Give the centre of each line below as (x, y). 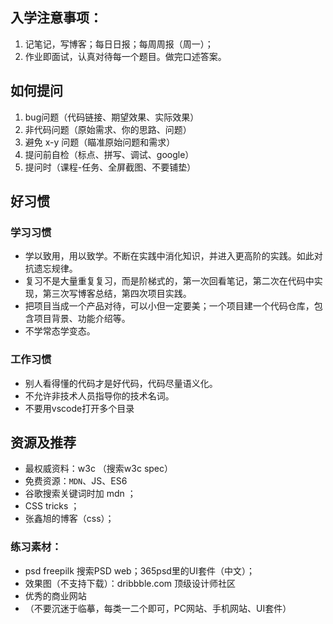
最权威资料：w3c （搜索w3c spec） (98, 469)
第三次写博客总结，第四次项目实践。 (117, 294)
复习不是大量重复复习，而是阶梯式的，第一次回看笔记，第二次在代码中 (169, 281)
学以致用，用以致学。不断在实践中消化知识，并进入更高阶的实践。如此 (169, 256)
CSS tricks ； (52, 506)
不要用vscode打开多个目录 (79, 408)
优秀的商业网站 (55, 595)
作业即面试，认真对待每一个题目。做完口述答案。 (125, 56)
